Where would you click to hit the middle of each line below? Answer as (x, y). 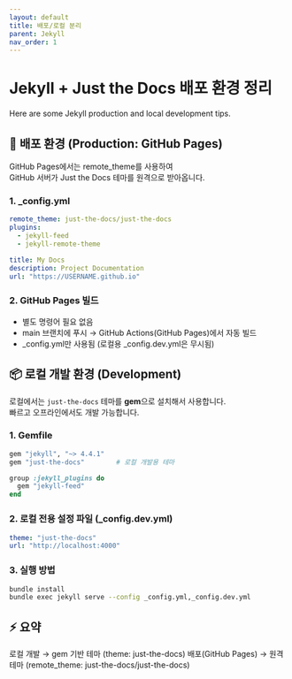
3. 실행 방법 (32, 570)
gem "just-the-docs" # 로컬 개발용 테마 (92, 462)
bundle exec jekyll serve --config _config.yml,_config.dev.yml (130, 598)
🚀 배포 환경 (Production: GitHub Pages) (116, 144)
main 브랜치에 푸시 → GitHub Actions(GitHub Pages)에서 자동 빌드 (139, 332)
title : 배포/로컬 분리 (46, 26)
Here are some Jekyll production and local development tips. (120, 114)
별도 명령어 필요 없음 (58, 321)
